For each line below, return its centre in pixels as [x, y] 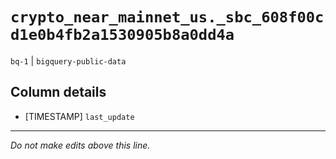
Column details [58, 92]
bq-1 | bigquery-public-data [68, 60]
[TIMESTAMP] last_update [79, 116]
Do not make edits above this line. [80, 145]
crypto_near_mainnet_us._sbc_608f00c [167, 17]
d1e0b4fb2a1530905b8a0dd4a [122, 35]
